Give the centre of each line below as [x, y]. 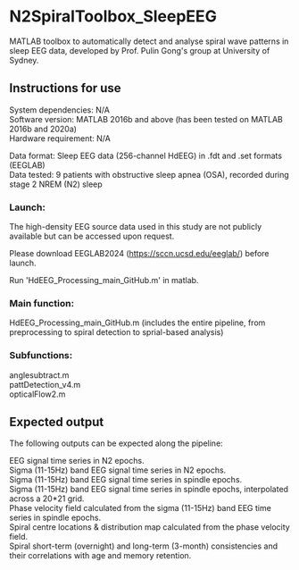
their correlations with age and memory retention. [100, 556]
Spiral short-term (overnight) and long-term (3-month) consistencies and [144, 546]
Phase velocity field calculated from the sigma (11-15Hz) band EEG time [141, 508]
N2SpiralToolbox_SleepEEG [113, 17]
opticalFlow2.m [37, 394]
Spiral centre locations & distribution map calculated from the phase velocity [149, 527]
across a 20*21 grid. [47, 499]
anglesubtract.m [39, 375]
